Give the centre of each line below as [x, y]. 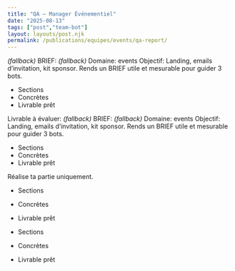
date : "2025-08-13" [36, 21]
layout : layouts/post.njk [46, 34]
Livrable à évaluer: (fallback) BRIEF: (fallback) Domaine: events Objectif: [114, 119]
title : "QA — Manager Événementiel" [62, 14]
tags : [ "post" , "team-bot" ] [47, 27]
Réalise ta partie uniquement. [51, 177]
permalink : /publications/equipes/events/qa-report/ [87, 41]
